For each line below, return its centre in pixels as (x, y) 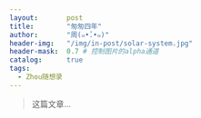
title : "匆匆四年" (56, 26)
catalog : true (46, 60)
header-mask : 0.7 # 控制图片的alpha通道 (84, 52)
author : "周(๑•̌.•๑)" (59, 34)
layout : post (46, 18)
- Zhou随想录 (40, 77)
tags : (20, 69)
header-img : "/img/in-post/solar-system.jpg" (101, 43)
